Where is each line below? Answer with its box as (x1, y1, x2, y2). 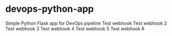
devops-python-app (5, 3, 94, 15)
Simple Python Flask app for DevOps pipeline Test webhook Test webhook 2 (5, 20, 167, 26)
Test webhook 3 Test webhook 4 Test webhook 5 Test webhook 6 (5, 25, 145, 31)
